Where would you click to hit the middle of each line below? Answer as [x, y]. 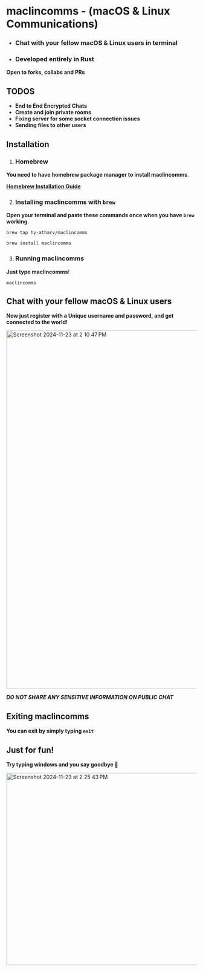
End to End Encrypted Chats [51, 106]
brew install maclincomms [39, 243]
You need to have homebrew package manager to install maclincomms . [98, 174]
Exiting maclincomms [48, 716]
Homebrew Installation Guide [43, 186]
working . [18, 221]
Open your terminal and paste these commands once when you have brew [100, 215]
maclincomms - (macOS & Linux [88, 11]
